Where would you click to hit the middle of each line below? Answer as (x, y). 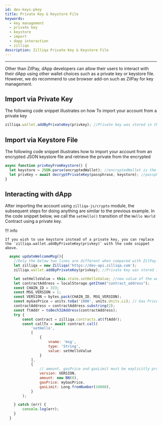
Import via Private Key (39, 99)
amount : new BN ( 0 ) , (59, 378)
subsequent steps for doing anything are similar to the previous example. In (80, 211)
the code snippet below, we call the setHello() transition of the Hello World (80, 216)
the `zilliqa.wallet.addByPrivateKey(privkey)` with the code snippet (77, 244)
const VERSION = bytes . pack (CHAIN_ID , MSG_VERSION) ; (68, 297)
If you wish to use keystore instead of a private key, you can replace (80, 240)
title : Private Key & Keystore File (42, 14)
